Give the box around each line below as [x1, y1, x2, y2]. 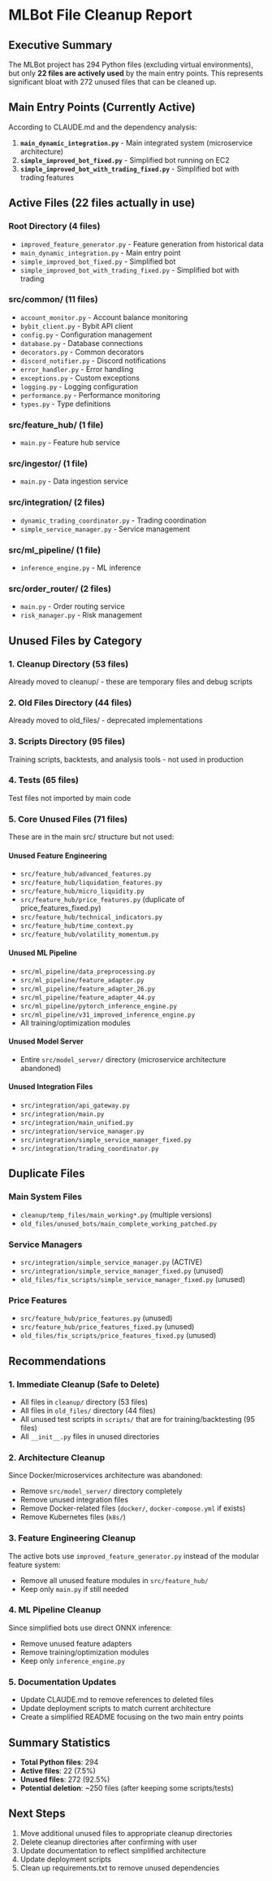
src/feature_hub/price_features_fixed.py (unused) [19, 1322, 195, 1332]
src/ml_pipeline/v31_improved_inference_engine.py [19, 1011, 196, 1019]
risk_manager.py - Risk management [19, 610, 143, 620]
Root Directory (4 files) [8, 221, 101, 232]
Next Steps [8, 1807, 66, 1821]
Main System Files [8, 1191, 83, 1202]
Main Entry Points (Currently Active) [8, 100, 196, 115]
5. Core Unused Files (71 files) [8, 813, 128, 825]
